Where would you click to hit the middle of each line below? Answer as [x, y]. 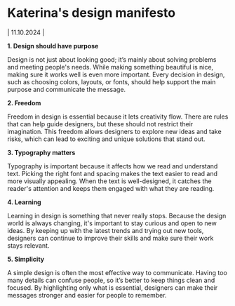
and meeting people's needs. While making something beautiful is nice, [110, 67]
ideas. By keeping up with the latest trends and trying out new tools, [106, 230]
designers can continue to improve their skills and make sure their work [110, 238]
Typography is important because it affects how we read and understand [113, 166]
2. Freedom [24, 102]
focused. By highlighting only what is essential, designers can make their [113, 287]
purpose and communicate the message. [67, 89]
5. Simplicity [26, 259]
